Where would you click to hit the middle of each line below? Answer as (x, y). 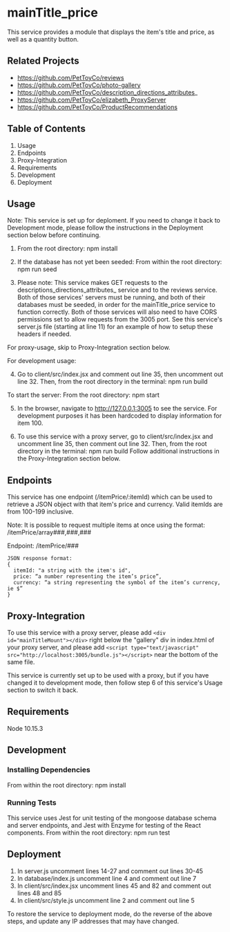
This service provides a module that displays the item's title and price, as (111, 32)
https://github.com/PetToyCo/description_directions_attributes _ (107, 92)
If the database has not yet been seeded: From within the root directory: (119, 262)
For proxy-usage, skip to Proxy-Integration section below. (89, 348)
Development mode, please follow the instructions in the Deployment (105, 228)
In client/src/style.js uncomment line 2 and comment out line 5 (106, 900)
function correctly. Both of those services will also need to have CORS (117, 312)
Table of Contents (47, 129)
